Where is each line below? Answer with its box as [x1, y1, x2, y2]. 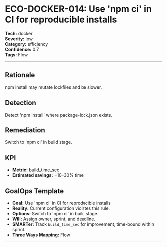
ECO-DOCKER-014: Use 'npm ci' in [5, 3, 152, 15]
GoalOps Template [5, 187, 64, 195]
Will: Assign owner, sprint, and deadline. [12, 216, 96, 222]
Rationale [5, 71, 35, 79]
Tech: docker [5, 30, 33, 36]
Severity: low [5, 36, 33, 42]
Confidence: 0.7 [5, 46, 39, 52]
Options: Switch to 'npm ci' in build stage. [12, 211, 99, 216]
